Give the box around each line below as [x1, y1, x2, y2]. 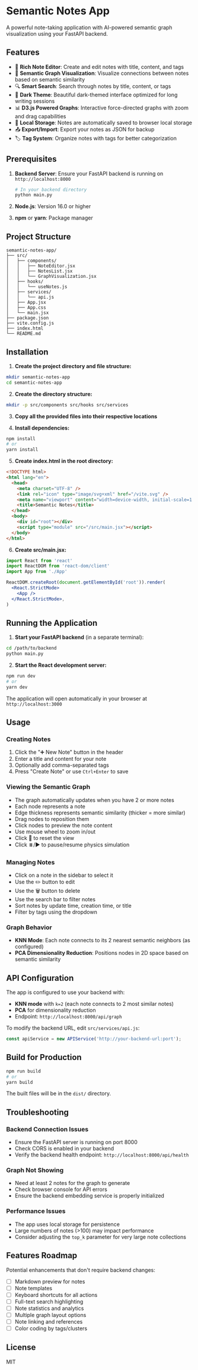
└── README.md [6, 331, 41, 337]
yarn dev [6, 684, 28, 690]
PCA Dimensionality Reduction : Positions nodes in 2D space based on [14, 949, 189, 957]
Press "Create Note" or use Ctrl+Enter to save [14, 768, 129, 775]
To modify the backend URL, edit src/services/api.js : [6, 1024, 140, 1032]
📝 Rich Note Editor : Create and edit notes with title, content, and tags [14, 63, 184, 70]
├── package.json [6, 315, 49, 321]
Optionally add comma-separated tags [14, 761, 110, 769]
